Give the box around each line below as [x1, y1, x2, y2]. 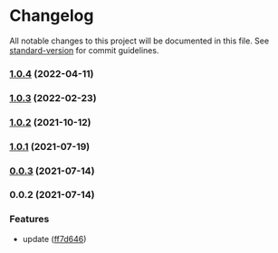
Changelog [9, 5, 94, 26]
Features [9, 213, 50, 226]
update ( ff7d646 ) [22, 233, 87, 244]
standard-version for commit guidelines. [9, 44, 159, 55]
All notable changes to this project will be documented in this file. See [9, 35, 270, 46]
